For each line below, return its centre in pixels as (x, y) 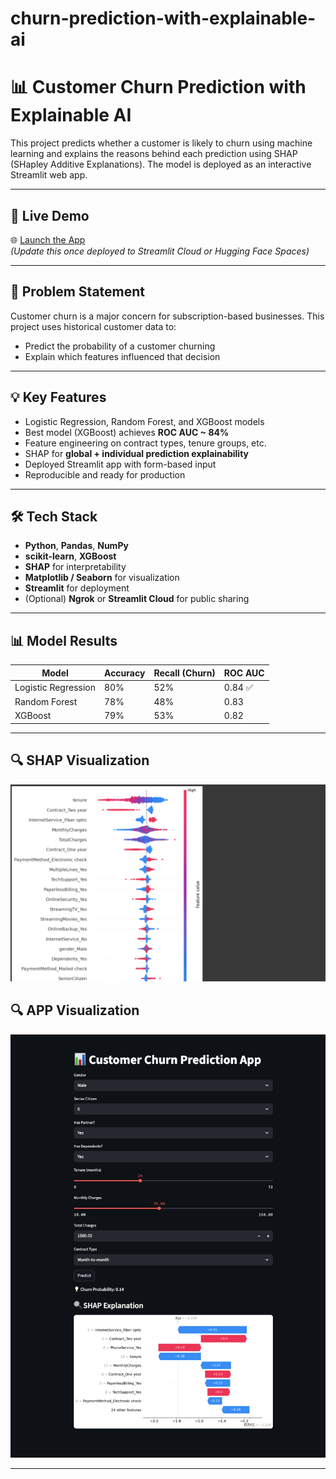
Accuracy (125, 673)
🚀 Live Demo (50, 215)
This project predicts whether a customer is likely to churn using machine (161, 143)
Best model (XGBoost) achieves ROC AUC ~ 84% (127, 432)
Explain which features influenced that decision (122, 356)
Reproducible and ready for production (105, 474)
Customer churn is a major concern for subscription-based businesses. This (167, 316)
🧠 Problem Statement (78, 292)
